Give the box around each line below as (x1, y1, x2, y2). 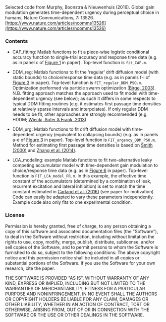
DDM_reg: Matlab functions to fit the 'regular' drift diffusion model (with (12, 69, 159, 75)
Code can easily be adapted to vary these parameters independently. (12, 194, 154, 200)
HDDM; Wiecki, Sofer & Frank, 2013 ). (12, 117, 88, 123)
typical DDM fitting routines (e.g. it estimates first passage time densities (12, 101, 161, 107)
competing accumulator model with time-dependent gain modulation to (12, 162, 158, 168)
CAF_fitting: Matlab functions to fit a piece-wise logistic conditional (12, 49, 150, 55)
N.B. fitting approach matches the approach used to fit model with (12, 90, 148, 96)
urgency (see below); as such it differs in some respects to (36, 95, 156, 101)
